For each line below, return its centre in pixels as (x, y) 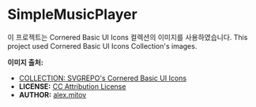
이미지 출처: (26, 62)
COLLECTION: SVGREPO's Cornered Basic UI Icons (103, 78)
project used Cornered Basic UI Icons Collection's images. (102, 46)
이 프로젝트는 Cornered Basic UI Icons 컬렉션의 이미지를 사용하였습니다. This (128, 37)
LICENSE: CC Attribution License (72, 86)
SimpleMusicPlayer (72, 15)
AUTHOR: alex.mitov (53, 94)
